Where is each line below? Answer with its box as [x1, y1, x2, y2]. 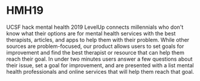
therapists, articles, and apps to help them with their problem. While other [6, 36, 190, 43]
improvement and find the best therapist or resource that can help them [6, 49, 185, 56]
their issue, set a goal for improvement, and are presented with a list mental [6, 61, 195, 69]
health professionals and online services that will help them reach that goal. [6, 68, 195, 75]
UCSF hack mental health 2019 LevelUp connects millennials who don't [6, 23, 184, 31]
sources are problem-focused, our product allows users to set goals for [6, 43, 184, 50]
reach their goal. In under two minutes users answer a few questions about [6, 55, 193, 62]
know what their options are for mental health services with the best [6, 29, 176, 37]
